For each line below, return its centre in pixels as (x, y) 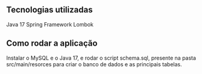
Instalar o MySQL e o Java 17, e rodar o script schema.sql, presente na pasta (101, 58)
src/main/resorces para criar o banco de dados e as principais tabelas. (94, 64)
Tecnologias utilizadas (49, 10)
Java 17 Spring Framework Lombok (50, 24)
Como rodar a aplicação (52, 44)
